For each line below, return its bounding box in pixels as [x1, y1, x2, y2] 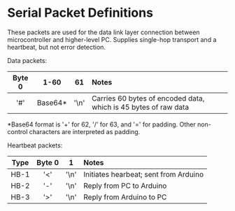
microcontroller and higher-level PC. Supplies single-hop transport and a [7, 35, 217, 43]
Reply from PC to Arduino [83, 180, 167, 190]
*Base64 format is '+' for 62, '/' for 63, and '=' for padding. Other [7, 120, 196, 129]
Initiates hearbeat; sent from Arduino [83, 169, 204, 179]
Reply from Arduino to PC [83, 192, 167, 202]
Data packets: [7, 56, 48, 64]
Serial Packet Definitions [7, 5, 154, 21]
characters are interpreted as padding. [29, 127, 141, 136]
